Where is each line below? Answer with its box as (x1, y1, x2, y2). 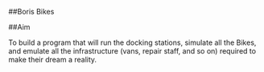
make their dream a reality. (8, 55, 97, 64)
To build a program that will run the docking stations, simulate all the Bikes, (8, 38, 257, 47)
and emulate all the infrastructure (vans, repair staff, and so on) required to (8, 46, 256, 55)
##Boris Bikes (8, 7, 55, 16)
